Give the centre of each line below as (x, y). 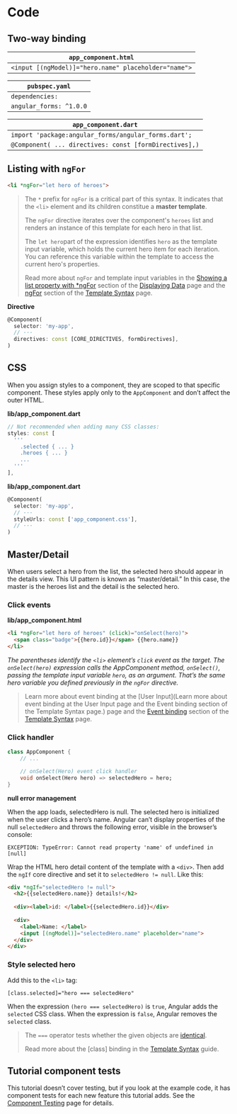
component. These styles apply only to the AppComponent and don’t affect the (119, 392)
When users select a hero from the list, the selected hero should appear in (115, 571)
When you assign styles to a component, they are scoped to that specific (114, 385)
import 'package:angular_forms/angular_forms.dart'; (102, 135)
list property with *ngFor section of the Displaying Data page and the (125, 285)
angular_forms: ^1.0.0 (49, 106)
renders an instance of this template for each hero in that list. (114, 227)
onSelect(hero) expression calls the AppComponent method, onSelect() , (114, 668)
